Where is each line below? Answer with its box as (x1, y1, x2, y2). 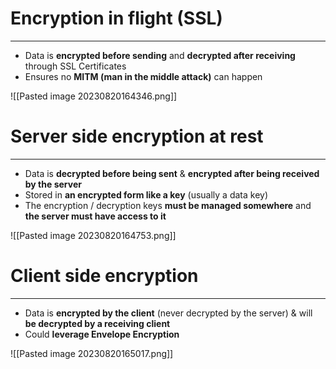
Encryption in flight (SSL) (10, 7, 223, 30)
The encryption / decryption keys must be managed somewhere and (24, 199, 312, 211)
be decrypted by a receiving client (24, 317, 171, 329)
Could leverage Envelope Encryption (24, 328, 180, 340)
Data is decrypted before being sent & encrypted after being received (24, 167, 320, 179)
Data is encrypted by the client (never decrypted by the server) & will (24, 307, 313, 319)
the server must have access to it (24, 210, 167, 222)
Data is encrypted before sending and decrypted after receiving (24, 49, 296, 61)
